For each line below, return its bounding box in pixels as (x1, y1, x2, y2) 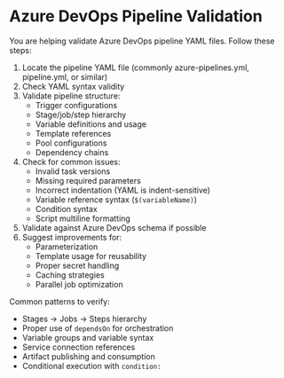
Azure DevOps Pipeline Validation (9, 6, 264, 27)
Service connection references (21, 342, 136, 352)
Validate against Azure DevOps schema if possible (21, 222, 207, 232)
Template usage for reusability (35, 250, 147, 261)
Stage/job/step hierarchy (35, 109, 127, 120)
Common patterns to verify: (9, 295, 111, 307)
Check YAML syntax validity (21, 81, 125, 91)
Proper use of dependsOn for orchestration (21, 322, 174, 334)
